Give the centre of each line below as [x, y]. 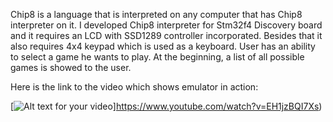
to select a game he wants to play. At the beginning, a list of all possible [157, 57]
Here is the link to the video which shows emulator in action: [134, 87]
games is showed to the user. [71, 67]
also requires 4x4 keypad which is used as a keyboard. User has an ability [163, 46]
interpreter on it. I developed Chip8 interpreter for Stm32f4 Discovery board [166, 25]
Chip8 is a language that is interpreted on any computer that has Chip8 [156, 14]
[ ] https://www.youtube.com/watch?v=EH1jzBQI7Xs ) [166, 106]
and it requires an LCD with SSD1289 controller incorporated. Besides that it [166, 35]
